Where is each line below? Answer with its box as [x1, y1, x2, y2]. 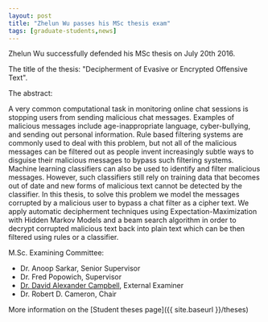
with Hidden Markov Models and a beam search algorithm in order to [8, 215, 237, 225]
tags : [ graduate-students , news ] [8, 27, 117, 35]
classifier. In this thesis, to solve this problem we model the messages [8, 190, 240, 200]
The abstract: [8, 89, 53, 98]
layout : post [8, 11, 52, 20]
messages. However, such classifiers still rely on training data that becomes [8, 172, 260, 182]
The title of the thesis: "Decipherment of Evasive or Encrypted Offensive [8, 64, 248, 74]
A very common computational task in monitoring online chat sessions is [8, 104, 249, 114]
